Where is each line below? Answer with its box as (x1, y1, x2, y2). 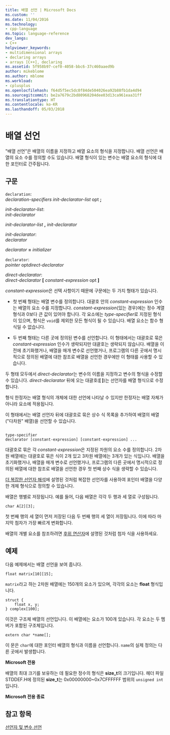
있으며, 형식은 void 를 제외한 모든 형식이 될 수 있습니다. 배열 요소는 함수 (18, 317, 158, 324)
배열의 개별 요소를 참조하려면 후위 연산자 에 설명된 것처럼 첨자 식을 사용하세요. (5, 530, 158, 537)
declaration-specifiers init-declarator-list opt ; (5, 196, 102, 202)
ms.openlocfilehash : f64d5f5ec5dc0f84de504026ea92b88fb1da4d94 (5, 87, 142, 93)
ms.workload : (5, 78, 33, 83)
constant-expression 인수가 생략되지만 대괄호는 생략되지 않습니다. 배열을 (12, 341, 159, 347)
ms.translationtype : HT (5, 97, 56, 102)
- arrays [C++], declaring (5, 60, 62, 65)
